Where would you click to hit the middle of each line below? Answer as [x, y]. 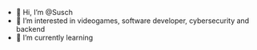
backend [30, 29]
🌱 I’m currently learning [54, 37]
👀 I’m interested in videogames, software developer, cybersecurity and [133, 21]
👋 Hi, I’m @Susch [44, 12]
